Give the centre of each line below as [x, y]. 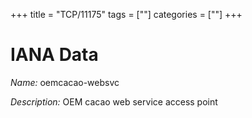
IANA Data [54, 55]
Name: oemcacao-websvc [65, 82]
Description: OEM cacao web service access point [114, 101]
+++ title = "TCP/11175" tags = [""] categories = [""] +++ [126, 14]
